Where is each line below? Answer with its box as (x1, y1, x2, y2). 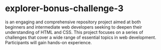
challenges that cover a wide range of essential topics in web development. (5, 34, 157, 40)
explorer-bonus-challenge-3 (5, 3, 124, 14)
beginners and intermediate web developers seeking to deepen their (5, 24, 143, 30)
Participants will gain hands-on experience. (5, 39, 92, 45)
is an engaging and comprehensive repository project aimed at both (5, 19, 141, 25)
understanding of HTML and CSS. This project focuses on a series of (5, 29, 143, 35)
